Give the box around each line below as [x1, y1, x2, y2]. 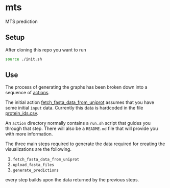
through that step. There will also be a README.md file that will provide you [5, 125, 158, 131]
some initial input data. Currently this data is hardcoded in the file [5, 105, 143, 111]
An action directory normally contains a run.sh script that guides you [5, 120, 151, 126]
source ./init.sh [5, 57, 42, 62]
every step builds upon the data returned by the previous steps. [5, 177, 139, 183]
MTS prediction [5, 18, 38, 24]
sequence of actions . [5, 90, 50, 96]
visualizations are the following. [5, 146, 71, 152]
